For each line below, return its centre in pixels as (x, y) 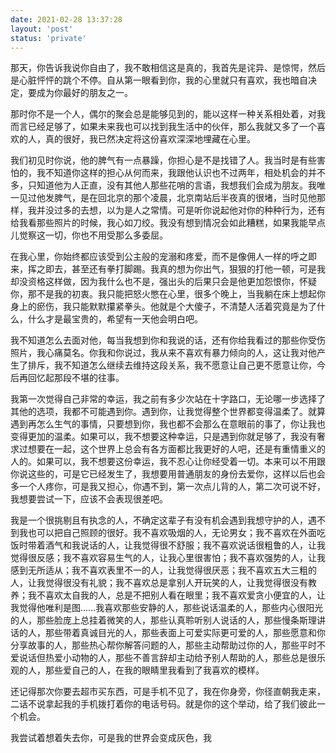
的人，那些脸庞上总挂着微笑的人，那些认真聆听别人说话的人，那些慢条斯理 (163, 620)
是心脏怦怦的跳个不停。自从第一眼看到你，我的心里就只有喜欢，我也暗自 (159, 80)
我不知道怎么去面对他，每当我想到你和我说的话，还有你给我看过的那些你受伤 (168, 340)
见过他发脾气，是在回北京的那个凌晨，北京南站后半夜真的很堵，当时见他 (167, 198)
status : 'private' (48, 38)
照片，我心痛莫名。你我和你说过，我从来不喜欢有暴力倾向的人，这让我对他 (163, 353)
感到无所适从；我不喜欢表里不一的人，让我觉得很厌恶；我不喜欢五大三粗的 (163, 570)
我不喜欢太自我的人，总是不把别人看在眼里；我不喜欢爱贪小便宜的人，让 (176, 595)
